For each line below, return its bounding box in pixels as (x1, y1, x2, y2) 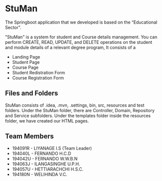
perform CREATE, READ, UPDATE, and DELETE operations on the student (5, 39, 153, 45)
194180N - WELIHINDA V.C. (12, 171, 68, 177)
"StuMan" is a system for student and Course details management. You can (5, 34, 158, 40)
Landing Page (12, 54, 41, 60)
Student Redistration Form (12, 69, 65, 75)
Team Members (5, 132, 54, 141)
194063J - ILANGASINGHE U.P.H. (12, 161, 80, 167)
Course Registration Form (12, 75, 64, 81)
